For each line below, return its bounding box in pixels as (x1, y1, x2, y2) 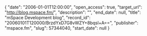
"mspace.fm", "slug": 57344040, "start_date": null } (4, 25, 110, 31)
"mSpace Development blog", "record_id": (4, 15, 91, 20)
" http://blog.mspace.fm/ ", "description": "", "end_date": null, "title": (4, 9, 142, 15)
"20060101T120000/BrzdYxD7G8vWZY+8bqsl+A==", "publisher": (4, 20, 139, 26)
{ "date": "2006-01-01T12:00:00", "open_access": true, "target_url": (4, 4, 143, 10)
